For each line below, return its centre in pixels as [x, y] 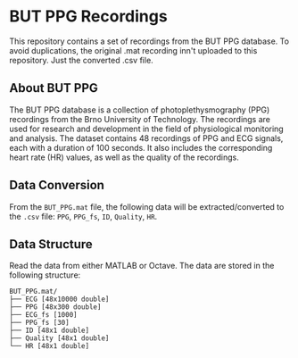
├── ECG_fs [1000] [43, 315]
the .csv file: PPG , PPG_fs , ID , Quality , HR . [83, 216]
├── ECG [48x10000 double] [59, 300]
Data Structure [51, 244]
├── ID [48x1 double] [50, 331]
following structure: [45, 275]
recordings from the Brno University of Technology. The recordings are [140, 119]
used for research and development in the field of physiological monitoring [146, 129]
